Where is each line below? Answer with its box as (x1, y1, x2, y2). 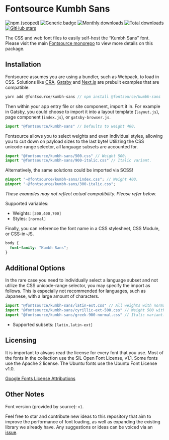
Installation (5, 60, 41, 69)
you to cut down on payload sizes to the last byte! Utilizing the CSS (5, 138, 144, 144)
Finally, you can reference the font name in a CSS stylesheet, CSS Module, (5, 226, 160, 231)
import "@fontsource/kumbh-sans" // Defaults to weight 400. (5, 124, 136, 129)
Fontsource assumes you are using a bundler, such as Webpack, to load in (5, 74, 159, 80)
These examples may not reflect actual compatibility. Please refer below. (5, 191, 157, 197)
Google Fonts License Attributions (5, 375, 75, 381)
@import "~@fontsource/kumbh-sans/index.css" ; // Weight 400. (5, 177, 138, 182)
